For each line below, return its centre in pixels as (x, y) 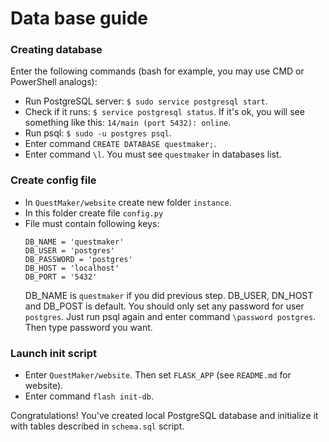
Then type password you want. (88, 327)
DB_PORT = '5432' (61, 277)
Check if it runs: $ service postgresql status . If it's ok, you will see (164, 112)
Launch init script (53, 353)
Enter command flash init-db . (89, 396)
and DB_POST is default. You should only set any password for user (164, 306)
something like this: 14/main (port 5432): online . (128, 123)
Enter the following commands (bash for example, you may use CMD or (157, 71)
